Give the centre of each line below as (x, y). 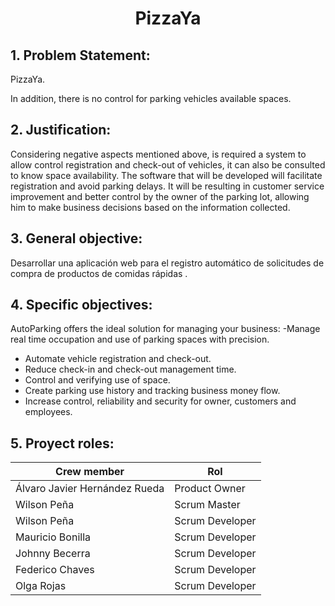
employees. (48, 412)
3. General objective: (76, 238)
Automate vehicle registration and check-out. (118, 359)
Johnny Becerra (53, 554)
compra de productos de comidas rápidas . (99, 273)
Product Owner (210, 489)
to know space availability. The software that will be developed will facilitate (166, 175)
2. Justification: (61, 130)
